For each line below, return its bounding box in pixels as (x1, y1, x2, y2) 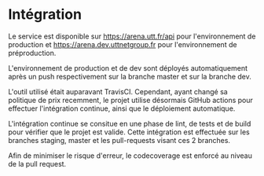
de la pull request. (8, 159, 67, 168)
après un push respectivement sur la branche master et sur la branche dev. (8, 71, 251, 81)
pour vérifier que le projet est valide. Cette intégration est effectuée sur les (8, 127, 250, 137)
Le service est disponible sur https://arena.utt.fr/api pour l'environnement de (8, 31, 256, 41)
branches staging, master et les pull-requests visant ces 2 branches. (8, 135, 230, 145)
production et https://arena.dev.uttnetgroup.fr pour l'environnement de (8, 39, 237, 49)
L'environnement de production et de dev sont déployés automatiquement (8, 63, 248, 72)
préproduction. (8, 48, 57, 57)
